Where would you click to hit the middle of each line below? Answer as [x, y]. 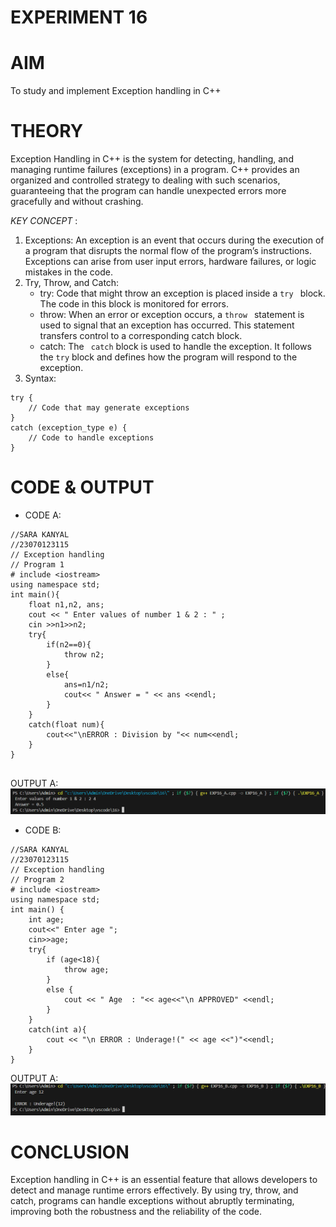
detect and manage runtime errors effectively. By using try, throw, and [154, 1190]
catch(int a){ [57, 1030]
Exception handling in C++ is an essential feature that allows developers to [164, 1180]
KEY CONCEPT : [44, 221]
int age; [46, 920]
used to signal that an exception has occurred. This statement [167, 325]
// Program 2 [37, 880]
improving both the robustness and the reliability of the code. [136, 1212]
